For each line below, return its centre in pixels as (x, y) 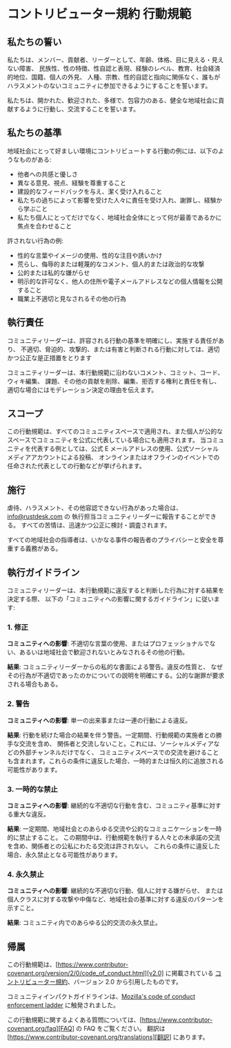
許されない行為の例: (36, 241)
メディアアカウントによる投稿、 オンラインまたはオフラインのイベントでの (113, 458)
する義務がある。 (37, 549)
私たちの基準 (34, 133)
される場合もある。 (34, 684)
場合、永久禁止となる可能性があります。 (64, 854)
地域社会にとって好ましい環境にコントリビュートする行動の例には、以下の (113, 151)
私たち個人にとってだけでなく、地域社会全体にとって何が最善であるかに (119, 217)
